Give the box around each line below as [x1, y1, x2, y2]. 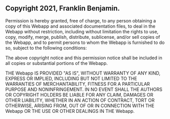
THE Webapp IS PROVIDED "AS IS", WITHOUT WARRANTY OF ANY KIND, [5, 70, 161, 76]
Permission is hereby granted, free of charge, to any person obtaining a [5, 17, 156, 23]
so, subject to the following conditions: [5, 44, 87, 51]
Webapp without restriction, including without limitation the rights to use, [5, 28, 159, 35]
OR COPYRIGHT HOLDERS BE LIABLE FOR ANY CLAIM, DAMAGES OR [5, 91, 154, 98]
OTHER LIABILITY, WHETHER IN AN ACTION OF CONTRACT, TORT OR [5, 97, 155, 103]
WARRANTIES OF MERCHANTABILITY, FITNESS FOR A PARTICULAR [5, 81, 150, 87]
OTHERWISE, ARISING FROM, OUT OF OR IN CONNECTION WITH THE [5, 102, 155, 109]
